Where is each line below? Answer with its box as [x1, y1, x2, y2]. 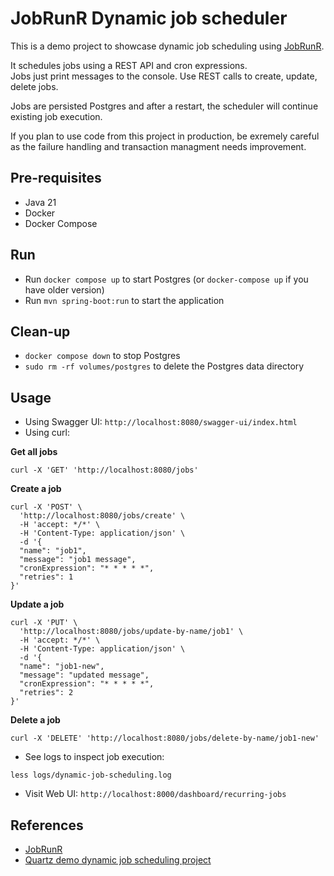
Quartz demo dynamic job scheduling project [24, 854, 212, 866]
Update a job [10, 598, 65, 611]
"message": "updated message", [19, 670, 150, 681]
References [10, 817, 84, 834]
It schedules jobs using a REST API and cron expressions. [10, 59, 248, 71]
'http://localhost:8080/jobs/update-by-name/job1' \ [19, 627, 244, 637]
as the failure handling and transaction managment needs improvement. [10, 140, 307, 152]
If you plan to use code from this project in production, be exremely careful [10, 130, 320, 142]
